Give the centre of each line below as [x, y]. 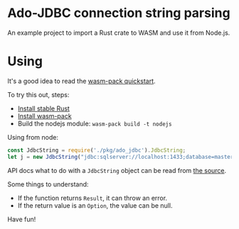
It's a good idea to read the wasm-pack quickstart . [81, 81]
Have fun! [22, 219]
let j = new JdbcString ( [44, 157]
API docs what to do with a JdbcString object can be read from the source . [117, 170]
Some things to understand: [48, 184]
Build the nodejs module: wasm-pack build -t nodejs [95, 123]
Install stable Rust [43, 108]
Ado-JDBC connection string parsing [119, 13]
